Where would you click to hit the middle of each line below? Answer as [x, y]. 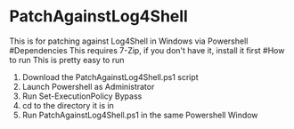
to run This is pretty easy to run [67, 60]
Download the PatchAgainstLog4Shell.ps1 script [110, 77]
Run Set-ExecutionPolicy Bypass [82, 96]
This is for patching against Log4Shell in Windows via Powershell [129, 41]
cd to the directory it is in [68, 105]
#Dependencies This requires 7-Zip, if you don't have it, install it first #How [147, 50]
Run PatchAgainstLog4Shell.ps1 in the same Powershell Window [140, 115]
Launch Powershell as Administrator [88, 86]
